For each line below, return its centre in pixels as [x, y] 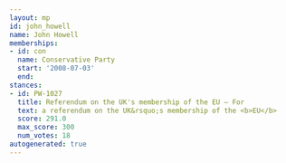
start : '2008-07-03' [56, 69]
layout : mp [30, 18]
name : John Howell [44, 34]
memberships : [34, 43]
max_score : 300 [46, 128]
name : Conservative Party [67, 60]
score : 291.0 [42, 119]
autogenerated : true [48, 144]
